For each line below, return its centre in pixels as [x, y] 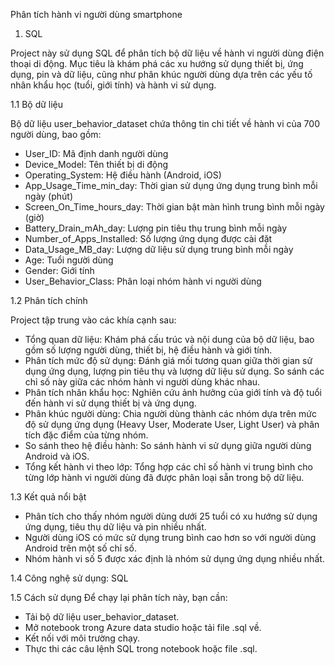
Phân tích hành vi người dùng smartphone [96, 14]
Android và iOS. [57, 456]
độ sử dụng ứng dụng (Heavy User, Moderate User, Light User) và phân [172, 424]
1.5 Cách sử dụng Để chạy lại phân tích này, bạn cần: [119, 597]
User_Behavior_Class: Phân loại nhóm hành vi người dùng [143, 281]
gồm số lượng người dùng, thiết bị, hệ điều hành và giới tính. [148, 350]
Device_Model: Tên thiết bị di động [96, 164]
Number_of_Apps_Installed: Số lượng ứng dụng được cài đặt [148, 238]
